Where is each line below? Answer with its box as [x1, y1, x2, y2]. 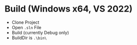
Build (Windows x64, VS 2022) [4, 3, 133, 15]
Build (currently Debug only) [11, 30, 69, 35]
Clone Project [11, 19, 40, 25]
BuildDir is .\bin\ [11, 35, 47, 41]
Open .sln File [11, 24, 42, 30]
